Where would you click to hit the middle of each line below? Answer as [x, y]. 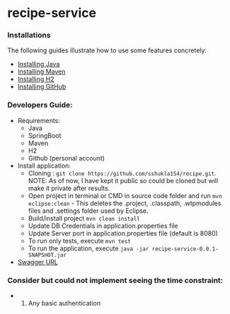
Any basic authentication [64, 303]
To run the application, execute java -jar [88, 248]
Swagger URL [38, 262]
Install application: [44, 165]
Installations [29, 35]
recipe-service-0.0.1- [185, 249]
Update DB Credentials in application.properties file [103, 226]
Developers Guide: [40, 105]
